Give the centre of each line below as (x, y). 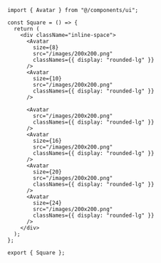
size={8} (46, 48)
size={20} (47, 172)
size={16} (47, 141)
